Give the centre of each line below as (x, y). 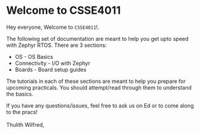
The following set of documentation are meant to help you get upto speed (98, 38)
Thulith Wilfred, (25, 124)
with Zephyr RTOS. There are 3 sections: (56, 45)
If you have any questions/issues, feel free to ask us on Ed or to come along (100, 105)
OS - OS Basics (34, 56)
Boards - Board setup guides (51, 69)
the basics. (20, 94)
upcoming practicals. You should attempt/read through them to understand (99, 87)
